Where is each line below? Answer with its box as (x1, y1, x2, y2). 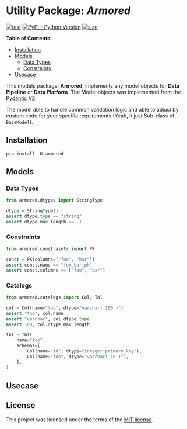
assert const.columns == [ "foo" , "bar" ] (6, 267, 106, 273)
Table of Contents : (6, 34, 52, 41)
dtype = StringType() (6, 208, 59, 214)
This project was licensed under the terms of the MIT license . (6, 416, 153, 423)
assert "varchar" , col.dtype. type (6, 316, 90, 322)
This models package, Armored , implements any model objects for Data (6, 82, 180, 89)
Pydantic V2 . (6, 95, 37, 102)
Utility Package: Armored (6, 4, 131, 18)
